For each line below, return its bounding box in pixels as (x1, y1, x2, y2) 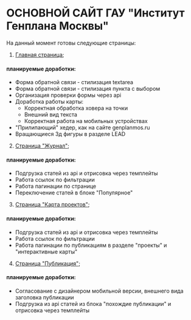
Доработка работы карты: (15, 98, 84, 105)
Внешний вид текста (24, 111, 78, 118)
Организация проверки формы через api (15, 91, 122, 99)
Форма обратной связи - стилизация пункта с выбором (15, 85, 161, 93)
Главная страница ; (15, 51, 64, 58)
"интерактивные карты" (15, 247, 78, 255)
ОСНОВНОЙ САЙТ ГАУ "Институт (6, 6, 185, 20)
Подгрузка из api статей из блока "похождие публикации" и (15, 300, 172, 307)
